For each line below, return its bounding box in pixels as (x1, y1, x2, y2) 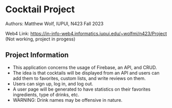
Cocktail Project (5, 4, 75, 15)
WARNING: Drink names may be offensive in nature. (12, 97, 123, 103)
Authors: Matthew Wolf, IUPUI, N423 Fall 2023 (5, 20, 104, 27)
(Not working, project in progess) (5, 36, 75, 42)
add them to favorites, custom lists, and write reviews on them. (12, 75, 146, 81)
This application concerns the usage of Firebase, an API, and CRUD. (12, 64, 157, 70)
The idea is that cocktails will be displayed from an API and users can (12, 70, 160, 76)
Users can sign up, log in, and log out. (12, 80, 93, 87)
